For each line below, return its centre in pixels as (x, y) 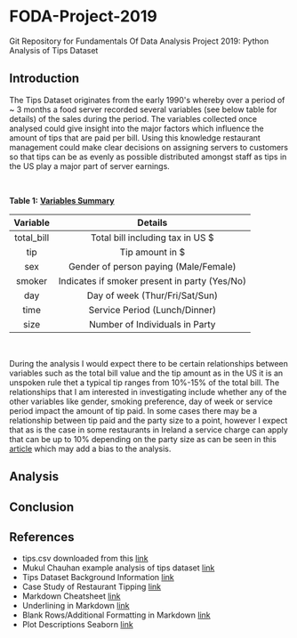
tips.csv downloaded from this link (85, 559)
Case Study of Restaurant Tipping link (92, 587)
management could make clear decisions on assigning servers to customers (149, 147)
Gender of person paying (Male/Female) (152, 266)
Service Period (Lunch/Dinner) (152, 310)
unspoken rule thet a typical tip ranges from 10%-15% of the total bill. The (144, 382)
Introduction (44, 79)
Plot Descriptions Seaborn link (77, 625)
